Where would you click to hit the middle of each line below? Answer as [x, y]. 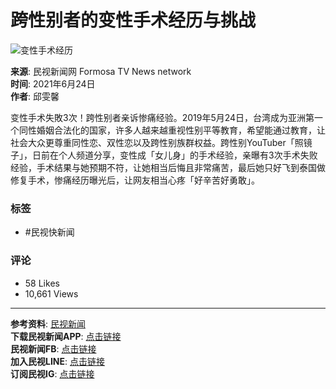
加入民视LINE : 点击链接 [58, 361]
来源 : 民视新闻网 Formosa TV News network [101, 71]
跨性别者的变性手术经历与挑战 [133, 20]
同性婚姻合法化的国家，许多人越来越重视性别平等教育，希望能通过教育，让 [172, 130]
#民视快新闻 [49, 232]
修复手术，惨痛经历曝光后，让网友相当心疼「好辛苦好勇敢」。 [135, 180]
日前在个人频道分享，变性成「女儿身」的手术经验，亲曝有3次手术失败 [174, 155]
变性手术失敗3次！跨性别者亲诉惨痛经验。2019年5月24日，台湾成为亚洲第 [162, 117]
